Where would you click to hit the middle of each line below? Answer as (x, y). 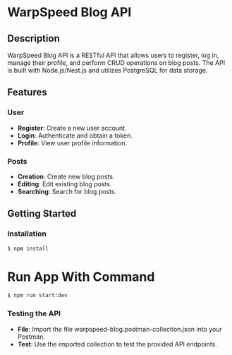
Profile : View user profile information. (72, 143)
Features (27, 92)
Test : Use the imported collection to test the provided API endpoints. (117, 344)
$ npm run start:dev (38, 296)
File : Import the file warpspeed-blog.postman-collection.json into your (120, 329)
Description (33, 38)
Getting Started (42, 213)
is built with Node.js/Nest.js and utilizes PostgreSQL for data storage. (108, 70)
